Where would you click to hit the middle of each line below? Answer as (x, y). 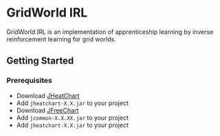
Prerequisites (29, 81)
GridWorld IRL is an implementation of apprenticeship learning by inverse (110, 32)
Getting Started (40, 61)
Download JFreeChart (47, 110)
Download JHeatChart (48, 95)
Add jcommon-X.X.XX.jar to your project (72, 117)
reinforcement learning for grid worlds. (61, 39)
